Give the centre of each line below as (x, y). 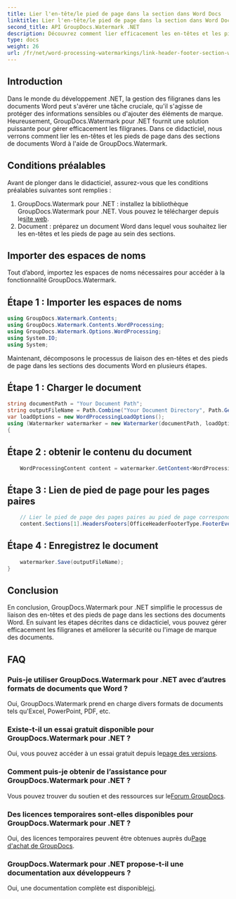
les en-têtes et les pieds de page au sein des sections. (96, 234)
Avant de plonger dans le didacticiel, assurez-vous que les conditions (108, 182)
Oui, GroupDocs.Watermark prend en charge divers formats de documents (115, 704)
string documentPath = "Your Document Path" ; (75, 404)
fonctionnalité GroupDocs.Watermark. (62, 280)
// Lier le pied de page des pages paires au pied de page (108, 517)
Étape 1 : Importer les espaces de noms (95, 302)
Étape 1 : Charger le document (74, 388)
